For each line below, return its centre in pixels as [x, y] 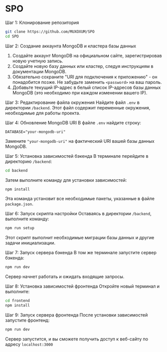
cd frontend [17, 301]
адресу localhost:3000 [29, 344]
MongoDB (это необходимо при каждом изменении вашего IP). [80, 92]
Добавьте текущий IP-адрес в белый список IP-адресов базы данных [86, 87]
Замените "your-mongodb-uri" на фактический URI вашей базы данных [80, 141]
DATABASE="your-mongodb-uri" [35, 132]
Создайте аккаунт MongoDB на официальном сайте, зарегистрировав [87, 55]
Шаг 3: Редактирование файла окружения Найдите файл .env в [72, 102]
